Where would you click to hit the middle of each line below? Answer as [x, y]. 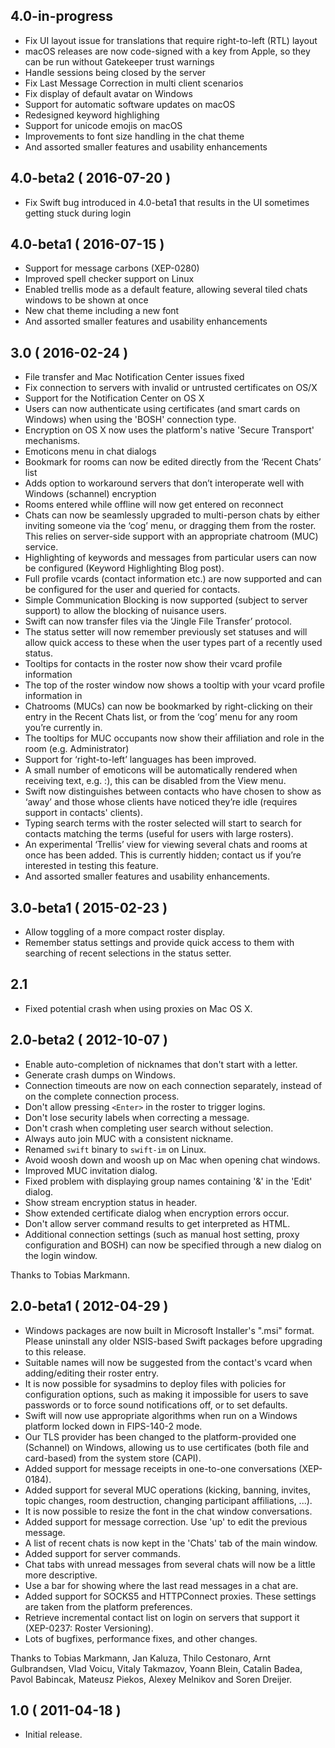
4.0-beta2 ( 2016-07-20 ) [91, 178]
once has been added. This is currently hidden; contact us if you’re [163, 855]
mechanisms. [52, 441]
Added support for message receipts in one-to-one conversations [160, 1468]
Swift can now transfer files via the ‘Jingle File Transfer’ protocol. [158, 621]
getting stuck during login [78, 213]
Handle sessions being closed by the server [115, 72]
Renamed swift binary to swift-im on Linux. [115, 1149]
